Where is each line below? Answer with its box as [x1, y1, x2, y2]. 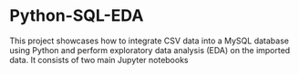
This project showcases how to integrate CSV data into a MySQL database [9, 35, 290, 46]
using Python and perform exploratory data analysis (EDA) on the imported [9, 44, 291, 55]
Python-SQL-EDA [9, 5, 144, 26]
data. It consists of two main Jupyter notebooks [9, 54, 189, 65]
